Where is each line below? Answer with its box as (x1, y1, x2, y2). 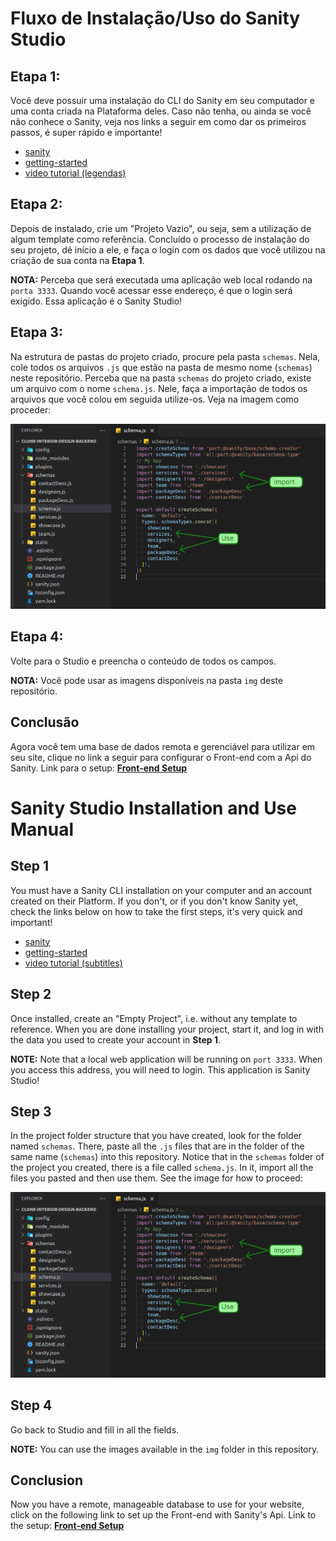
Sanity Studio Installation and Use (10, 797, 297, 819)
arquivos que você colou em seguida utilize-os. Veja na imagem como (10, 393, 300, 405)
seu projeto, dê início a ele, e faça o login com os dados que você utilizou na (10, 243, 326, 256)
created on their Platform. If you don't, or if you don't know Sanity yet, (10, 895, 299, 907)
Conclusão (10, 714, 80, 731)
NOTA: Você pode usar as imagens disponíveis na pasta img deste (10, 674, 284, 686)
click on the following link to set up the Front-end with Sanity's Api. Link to (10, 1509, 317, 1521)
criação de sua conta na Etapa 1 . (10, 254, 145, 266)
